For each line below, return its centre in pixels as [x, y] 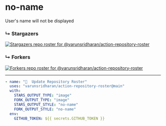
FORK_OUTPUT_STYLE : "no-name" [45, 109]
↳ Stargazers [22, 34]
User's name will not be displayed [40, 21]
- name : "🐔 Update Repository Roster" [46, 82]
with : [15, 91]
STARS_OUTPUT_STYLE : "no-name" [46, 105]
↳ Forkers [18, 57]
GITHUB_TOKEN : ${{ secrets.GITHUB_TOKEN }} [60, 118]
